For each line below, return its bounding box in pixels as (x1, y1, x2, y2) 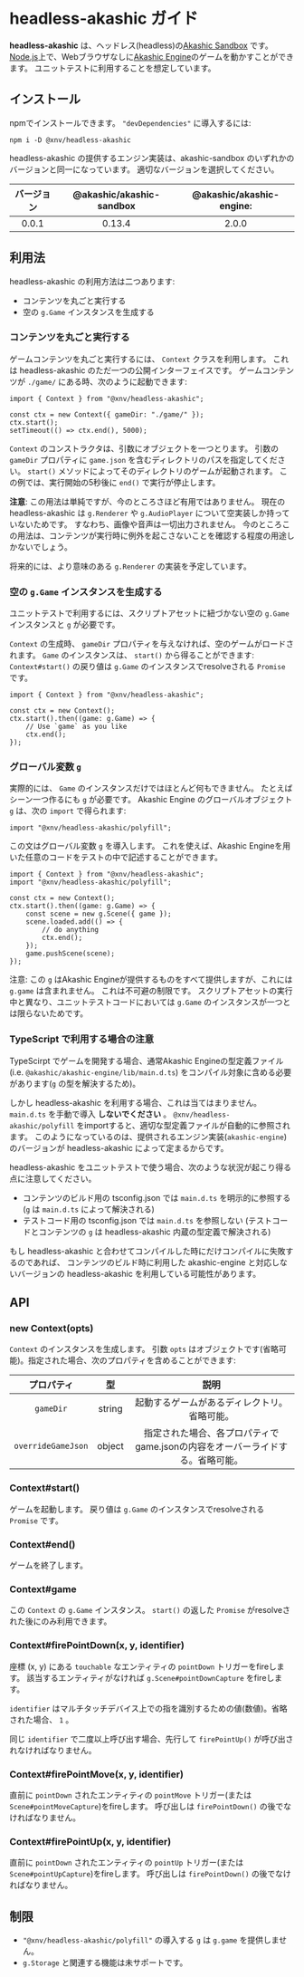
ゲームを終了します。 (9, 1560, 89, 1571)
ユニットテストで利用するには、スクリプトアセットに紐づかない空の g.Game (9, 608, 290, 619)
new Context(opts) (9, 1322, 94, 1335)
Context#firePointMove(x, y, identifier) (9, 1768, 184, 1780)
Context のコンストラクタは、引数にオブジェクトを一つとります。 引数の (9, 443, 279, 454)
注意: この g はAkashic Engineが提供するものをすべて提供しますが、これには (9, 974, 293, 985)
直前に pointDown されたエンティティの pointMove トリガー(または (9, 1790, 252, 1800)
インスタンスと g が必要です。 (9, 619, 120, 630)
